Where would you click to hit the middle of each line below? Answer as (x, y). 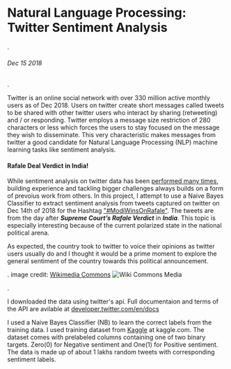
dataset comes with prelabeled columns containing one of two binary (106, 337)
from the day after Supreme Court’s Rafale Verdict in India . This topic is (111, 218)
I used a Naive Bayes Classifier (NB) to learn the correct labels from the (110, 322)
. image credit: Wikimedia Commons (59, 275)
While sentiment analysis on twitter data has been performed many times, (113, 181)
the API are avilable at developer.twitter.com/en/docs (83, 309)
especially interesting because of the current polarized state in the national (114, 226)
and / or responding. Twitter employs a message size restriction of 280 (109, 120)
